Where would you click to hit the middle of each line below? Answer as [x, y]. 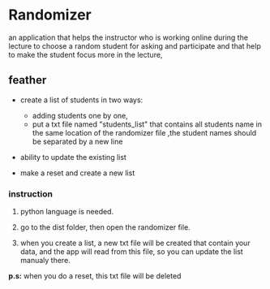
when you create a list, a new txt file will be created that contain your [135, 243]
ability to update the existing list [73, 157]
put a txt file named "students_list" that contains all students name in [147, 124]
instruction [30, 194]
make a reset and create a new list [77, 173]
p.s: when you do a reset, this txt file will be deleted [95, 276]
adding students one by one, [80, 115]
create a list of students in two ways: [81, 100]
